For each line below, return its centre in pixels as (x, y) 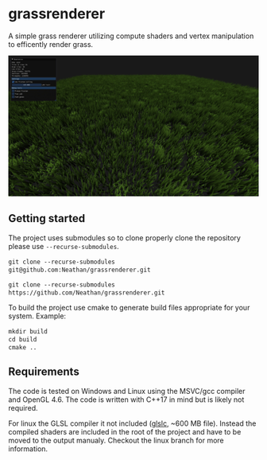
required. (23, 407)
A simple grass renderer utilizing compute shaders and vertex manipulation (131, 36)
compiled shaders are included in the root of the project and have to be (125, 431)
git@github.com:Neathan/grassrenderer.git (79, 270)
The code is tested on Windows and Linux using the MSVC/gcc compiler (127, 391)
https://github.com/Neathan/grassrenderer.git (87, 292)
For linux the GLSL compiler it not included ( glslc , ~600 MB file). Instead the (132, 423)
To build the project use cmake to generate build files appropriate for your (129, 307)
